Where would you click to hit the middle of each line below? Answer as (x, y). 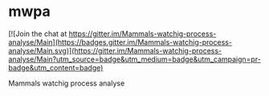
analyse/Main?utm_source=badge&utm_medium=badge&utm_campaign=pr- (134, 59)
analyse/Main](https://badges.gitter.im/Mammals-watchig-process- (120, 42)
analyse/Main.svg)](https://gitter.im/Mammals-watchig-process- (115, 50)
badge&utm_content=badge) (56, 67)
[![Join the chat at (38, 34)
